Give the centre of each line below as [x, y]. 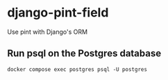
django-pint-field [58, 13]
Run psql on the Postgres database [84, 53]
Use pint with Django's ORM [48, 32]
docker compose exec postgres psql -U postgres [77, 69]
